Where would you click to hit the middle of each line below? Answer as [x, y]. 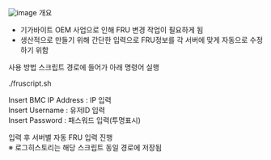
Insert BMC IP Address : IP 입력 [60, 100]
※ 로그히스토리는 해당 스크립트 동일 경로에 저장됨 [85, 147]
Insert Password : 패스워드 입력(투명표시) [75, 120]
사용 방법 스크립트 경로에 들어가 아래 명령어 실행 [84, 67]
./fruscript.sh [30, 83]
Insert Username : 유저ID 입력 [57, 110]
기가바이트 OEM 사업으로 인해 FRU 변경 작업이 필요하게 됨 [112, 30]
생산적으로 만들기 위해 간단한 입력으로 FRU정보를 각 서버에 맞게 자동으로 [134, 40]
